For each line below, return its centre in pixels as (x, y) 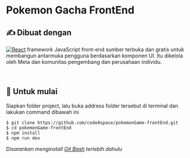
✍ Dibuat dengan (39, 32)
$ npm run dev (23, 138)
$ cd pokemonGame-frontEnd (39, 128)
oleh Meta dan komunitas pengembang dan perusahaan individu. (84, 62)
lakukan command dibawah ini (43, 112)
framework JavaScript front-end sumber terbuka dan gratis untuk (106, 49)
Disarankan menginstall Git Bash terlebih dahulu (64, 149)
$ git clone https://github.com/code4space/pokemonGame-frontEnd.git (92, 123)
